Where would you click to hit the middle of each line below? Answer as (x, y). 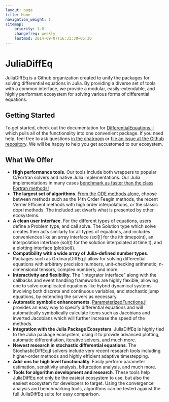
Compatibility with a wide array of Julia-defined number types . (80, 253)
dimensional (25, 270)
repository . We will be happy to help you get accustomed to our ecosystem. (84, 144)
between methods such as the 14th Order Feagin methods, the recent (85, 199)
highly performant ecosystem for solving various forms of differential (77, 94)
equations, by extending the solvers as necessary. (65, 297)
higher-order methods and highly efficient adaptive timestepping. (81, 356)
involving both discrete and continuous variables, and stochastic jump (86, 291)
